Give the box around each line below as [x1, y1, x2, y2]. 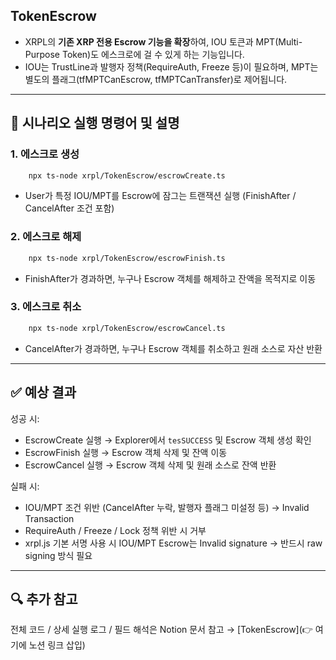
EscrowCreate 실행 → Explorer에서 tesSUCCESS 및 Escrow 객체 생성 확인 [24, 434, 312, 446]
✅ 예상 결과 [10, 384, 77, 401]
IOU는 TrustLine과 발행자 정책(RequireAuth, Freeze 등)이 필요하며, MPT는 [24, 60, 319, 73]
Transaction [24, 512, 75, 524]
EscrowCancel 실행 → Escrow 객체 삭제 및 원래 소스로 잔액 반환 [24, 459, 277, 471]
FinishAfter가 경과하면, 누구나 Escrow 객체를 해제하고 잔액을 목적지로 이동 [24, 272, 317, 284]
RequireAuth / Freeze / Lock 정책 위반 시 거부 [24, 524, 207, 536]
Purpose [24, 48, 61, 60]
